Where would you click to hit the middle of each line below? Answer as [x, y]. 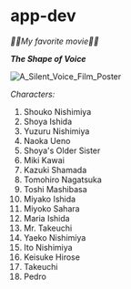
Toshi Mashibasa [55, 189]
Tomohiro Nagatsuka [63, 180]
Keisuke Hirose [52, 257]
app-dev [43, 16]
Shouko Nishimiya [57, 111]
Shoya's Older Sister [62, 150]
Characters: [33, 94]
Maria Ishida [47, 218]
